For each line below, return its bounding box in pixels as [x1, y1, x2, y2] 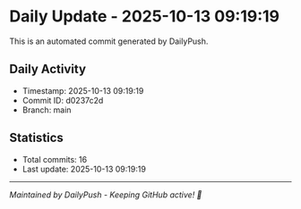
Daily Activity [9, 62, 87, 77]
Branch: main [21, 104, 72, 115]
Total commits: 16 [21, 154, 88, 164]
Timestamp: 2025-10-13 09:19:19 [21, 85, 144, 96]
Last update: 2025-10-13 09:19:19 [21, 163, 146, 174]
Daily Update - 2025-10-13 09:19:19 [9, 6, 280, 27]
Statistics [9, 130, 64, 146]
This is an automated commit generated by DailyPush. [9, 36, 209, 46]
